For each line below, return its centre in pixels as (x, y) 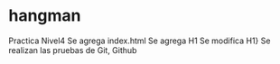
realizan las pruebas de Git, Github (73, 50)
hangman (45, 16)
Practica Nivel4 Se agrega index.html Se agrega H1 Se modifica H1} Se (140, 41)
